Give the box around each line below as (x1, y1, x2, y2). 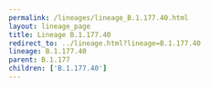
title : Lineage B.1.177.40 (8, 30, 111, 39)
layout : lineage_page (8, 22, 91, 31)
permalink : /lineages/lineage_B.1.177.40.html (8, 13, 189, 23)
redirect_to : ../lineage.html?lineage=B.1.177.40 (8, 38, 202, 48)
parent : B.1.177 (8, 55, 70, 64)
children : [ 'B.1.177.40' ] (8, 64, 107, 73)
